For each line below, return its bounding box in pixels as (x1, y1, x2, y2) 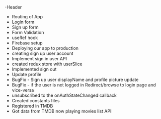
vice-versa (11, 87, 34, 93)
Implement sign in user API (11, 56, 67, 61)
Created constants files (11, 98, 60, 103)
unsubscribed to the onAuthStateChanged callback (11, 92, 117, 98)
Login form (11, 19, 35, 25)
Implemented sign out (11, 66, 57, 72)
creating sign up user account (11, 50, 74, 56)
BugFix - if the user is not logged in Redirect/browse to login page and (11, 82, 156, 88)
